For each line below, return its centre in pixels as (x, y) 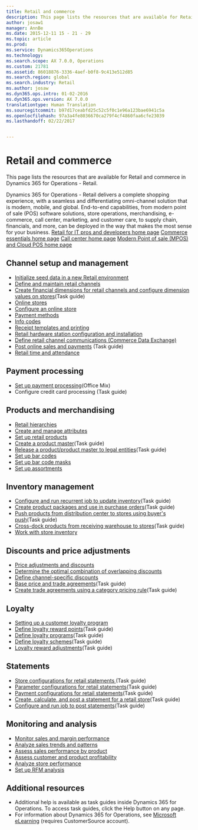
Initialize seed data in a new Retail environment (72, 277)
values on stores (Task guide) (50, 296)
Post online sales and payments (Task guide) (69, 346)
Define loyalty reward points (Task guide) (64, 629)
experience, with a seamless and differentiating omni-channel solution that (97, 201)
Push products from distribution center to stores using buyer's (90, 513)
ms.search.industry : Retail (41, 83)
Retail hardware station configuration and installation (78, 334)
